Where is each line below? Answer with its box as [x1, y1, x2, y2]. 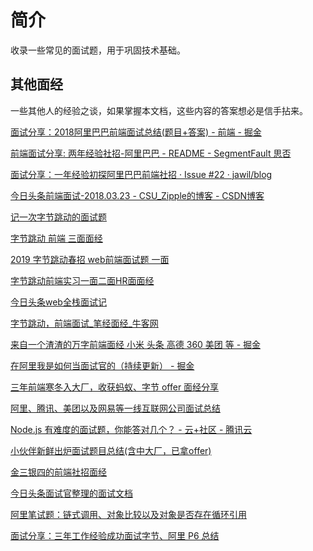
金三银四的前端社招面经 [10, 466, 107, 478]
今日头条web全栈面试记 [10, 296, 107, 308]
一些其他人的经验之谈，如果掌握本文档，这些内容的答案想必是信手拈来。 [10, 104, 308, 116]
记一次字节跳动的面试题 [10, 211, 107, 223]
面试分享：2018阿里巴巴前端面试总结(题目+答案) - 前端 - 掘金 [10, 126, 262, 138]
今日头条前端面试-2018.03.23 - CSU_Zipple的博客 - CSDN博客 [10, 189, 265, 201]
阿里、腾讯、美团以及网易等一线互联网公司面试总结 [10, 402, 221, 414]
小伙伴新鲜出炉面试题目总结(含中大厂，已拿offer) [10, 444, 212, 456]
